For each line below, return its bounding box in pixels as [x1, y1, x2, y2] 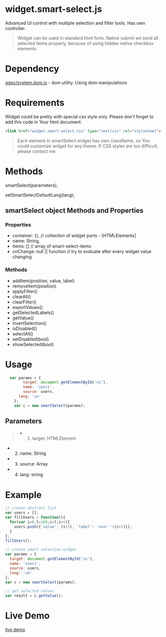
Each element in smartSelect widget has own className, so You [17, 137, 150, 143]
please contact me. [17, 148, 57, 154]
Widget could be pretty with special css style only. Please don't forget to [5, 113, 154, 119]
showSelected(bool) [12, 341, 54, 347]
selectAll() [12, 330, 34, 336]
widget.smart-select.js [5, 3, 102, 15]
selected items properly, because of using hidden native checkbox [17, 40, 154, 46]
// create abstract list [5, 506, 57, 511]
